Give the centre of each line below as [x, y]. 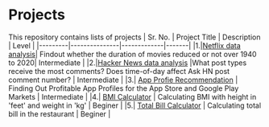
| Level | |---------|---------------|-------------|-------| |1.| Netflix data [125, 45]
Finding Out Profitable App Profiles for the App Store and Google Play [124, 88]
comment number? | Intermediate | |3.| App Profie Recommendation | [123, 80]
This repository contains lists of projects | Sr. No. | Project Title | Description [134, 37]
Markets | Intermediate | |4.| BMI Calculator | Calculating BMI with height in [132, 96]
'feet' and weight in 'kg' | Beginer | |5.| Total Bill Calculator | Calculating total [135, 105]
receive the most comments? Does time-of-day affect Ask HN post [119, 71]
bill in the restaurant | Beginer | [60, 113]
